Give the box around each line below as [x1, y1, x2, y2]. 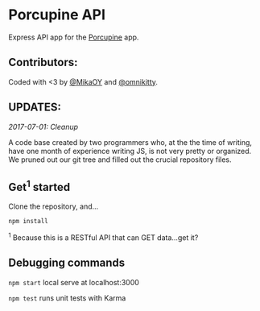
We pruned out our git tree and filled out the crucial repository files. [8, 155, 232, 164]
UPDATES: [8, 101, 62, 114]
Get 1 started [8, 177, 71, 194]
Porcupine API [8, 6, 106, 24]
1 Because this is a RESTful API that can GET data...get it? [8, 231, 199, 243]
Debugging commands [8, 256, 126, 270]
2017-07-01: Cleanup [8, 122, 79, 131]
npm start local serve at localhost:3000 [8, 277, 139, 287]
